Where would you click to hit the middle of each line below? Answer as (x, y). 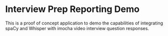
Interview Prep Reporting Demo (72, 9)
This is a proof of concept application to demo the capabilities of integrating (84, 23)
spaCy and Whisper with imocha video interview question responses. (77, 28)
